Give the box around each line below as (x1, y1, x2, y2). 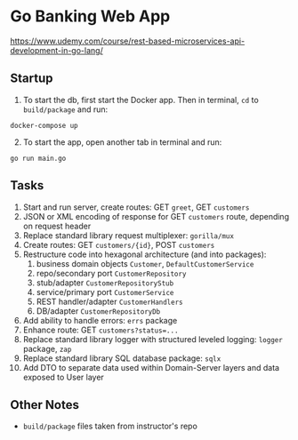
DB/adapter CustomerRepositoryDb (36, 305, 161, 316)
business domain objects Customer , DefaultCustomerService (36, 258, 254, 268)
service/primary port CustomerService (36, 286, 174, 297)
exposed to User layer (22, 372, 105, 382)
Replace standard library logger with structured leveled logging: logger (22, 333, 283, 344)
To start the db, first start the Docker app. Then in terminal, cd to (22, 94, 259, 105)
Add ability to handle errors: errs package (22, 315, 178, 325)
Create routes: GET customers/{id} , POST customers (22, 239, 215, 250)
